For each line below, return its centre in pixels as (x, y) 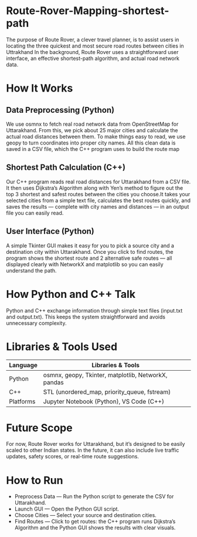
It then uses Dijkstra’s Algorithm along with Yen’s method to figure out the (95, 188)
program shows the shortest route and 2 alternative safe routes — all (89, 258)
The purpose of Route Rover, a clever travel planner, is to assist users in (93, 39)
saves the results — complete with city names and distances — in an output (98, 206)
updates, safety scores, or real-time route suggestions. (73, 457)
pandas (53, 382)
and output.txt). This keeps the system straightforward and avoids (86, 317)
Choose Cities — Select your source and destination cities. (85, 515)
